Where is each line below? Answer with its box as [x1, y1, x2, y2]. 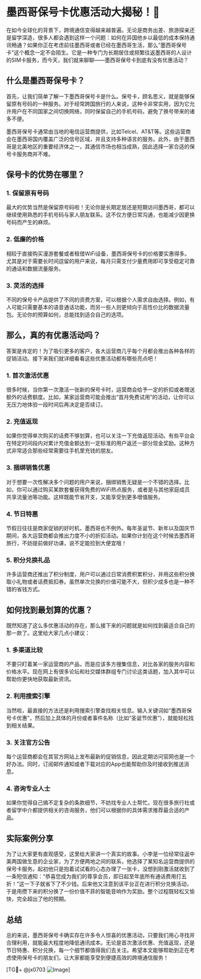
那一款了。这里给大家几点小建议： [6, 630, 90, 637]
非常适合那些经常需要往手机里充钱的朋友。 [11, 447, 117, 454]
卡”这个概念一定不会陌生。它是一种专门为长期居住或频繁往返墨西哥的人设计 [6, 49, 193, 56]
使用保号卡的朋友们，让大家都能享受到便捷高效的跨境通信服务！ [11, 954, 169, 961]
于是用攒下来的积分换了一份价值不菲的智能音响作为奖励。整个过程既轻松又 [6, 888, 190, 895]
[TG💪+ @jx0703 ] [6, 966, 71, 973]
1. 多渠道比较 [6, 646, 43, 654]
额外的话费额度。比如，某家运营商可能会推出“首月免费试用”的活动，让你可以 [6, 394, 194, 401]
